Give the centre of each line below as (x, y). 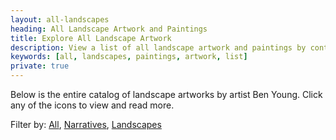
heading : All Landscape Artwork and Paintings (109, 29)
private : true (40, 66)
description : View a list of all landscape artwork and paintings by (158, 47)
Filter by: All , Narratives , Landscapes (86, 124)
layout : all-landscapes (60, 19)
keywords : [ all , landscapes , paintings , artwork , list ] (129, 57)
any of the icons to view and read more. (92, 105)
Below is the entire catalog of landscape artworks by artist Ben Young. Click (166, 94)
